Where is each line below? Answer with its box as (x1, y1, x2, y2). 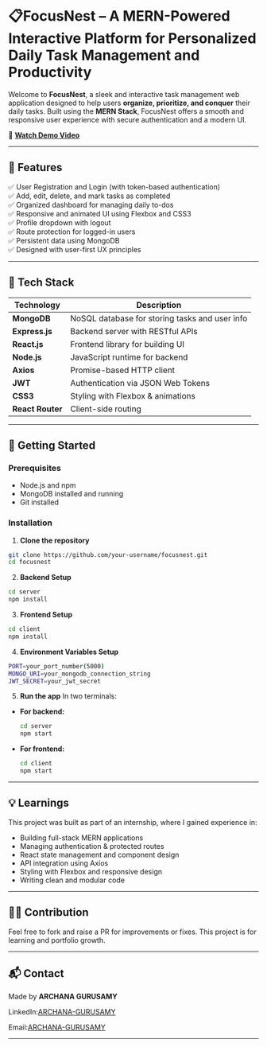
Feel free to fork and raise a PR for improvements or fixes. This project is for (8, 927, 257, 936)
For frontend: (19, 744, 65, 753)
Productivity (8, 64, 92, 81)
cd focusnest (8, 559, 52, 566)
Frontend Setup (19, 610, 73, 620)
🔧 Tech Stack (8, 276, 75, 290)
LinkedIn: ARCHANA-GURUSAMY (8, 1007, 116, 1017)
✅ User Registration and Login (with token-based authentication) (8, 181, 221, 192)
